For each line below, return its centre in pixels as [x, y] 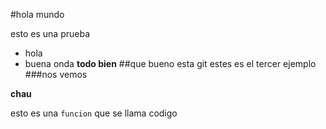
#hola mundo [37, 14]
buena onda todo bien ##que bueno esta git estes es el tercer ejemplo [170, 63]
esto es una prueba [50, 33]
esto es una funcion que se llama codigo [94, 113]
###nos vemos [56, 74]
